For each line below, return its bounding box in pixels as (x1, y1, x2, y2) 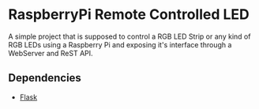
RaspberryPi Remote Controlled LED (8, 6, 250, 24)
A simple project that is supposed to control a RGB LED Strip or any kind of (8, 32, 251, 41)
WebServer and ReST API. (8, 48, 93, 58)
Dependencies (8, 71, 81, 85)
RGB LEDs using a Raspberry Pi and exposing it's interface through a (8, 39, 232, 49)
